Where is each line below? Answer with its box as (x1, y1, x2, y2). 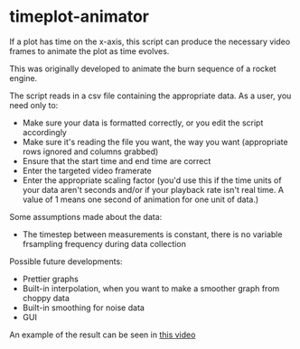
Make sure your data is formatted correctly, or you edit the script (22, 117, 264, 128)
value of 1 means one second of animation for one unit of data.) (22, 194, 259, 205)
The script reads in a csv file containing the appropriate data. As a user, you (9, 90, 292, 101)
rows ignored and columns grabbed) (22, 146, 159, 157)
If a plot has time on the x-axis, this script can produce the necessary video (9, 36, 291, 47)
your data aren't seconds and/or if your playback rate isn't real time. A (22, 184, 285, 195)
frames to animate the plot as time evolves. (9, 45, 170, 56)
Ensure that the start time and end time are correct (22, 155, 211, 166)
